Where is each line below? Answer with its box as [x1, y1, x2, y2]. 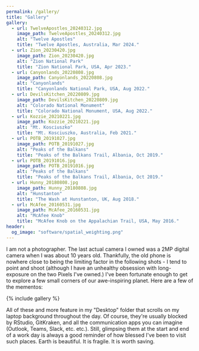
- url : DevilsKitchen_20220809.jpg [11, 91, 100, 97]
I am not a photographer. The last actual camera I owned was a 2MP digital [6, 245, 189, 253]
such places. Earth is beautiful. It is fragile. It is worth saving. [6, 337, 155, 344]
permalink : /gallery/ [6, 8, 60, 15]
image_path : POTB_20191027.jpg [17, 141, 94, 147]
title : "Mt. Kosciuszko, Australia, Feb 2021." [17, 130, 137, 136]
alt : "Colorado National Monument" [17, 102, 105, 109]
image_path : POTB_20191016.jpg [17, 163, 94, 169]
